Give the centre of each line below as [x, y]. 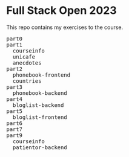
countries [27, 81]
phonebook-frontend [41, 75]
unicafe [24, 57]
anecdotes [27, 63]
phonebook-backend [40, 93]
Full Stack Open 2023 [61, 11]
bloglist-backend [38, 105]
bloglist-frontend [40, 117]
